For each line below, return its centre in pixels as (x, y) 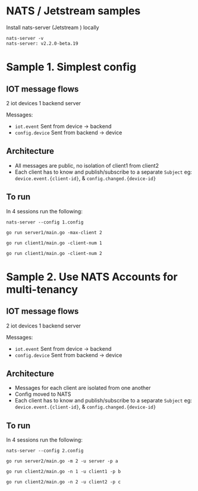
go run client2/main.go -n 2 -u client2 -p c (63, 482)
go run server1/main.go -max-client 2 (54, 232)
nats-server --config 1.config (45, 222)
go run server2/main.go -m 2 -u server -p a (62, 461)
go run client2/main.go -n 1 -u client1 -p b (63, 472)
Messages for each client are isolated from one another (83, 388)
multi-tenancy (42, 289)
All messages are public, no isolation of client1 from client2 (87, 165)
